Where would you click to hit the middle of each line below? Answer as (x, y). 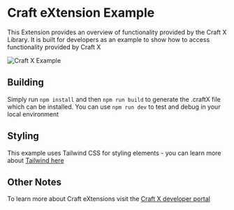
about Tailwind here (36, 160)
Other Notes (34, 182)
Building (25, 83)
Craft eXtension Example (81, 13)
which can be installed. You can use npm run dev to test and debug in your (114, 107)
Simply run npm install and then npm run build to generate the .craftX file (114, 99)
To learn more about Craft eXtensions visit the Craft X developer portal (109, 199)
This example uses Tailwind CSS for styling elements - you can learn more (114, 153)
